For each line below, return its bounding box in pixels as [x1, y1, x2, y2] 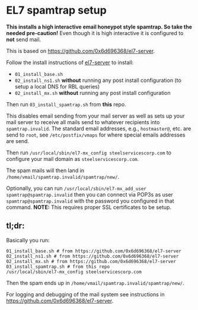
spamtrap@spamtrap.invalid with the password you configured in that [6, 197, 174, 204]
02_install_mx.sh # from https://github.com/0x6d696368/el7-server [6, 258, 177, 264]
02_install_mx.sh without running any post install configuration [14, 89, 171, 96]
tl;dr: [6, 221, 25, 231]
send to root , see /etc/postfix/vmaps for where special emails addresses [6, 131, 186, 138]
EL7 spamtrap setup [6, 4, 107, 17]
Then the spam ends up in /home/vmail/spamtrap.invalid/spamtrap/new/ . [6, 279, 185, 286]
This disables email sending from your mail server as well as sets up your [6, 112, 185, 119]
